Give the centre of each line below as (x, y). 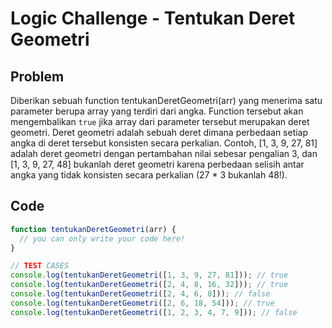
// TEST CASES (40, 266)
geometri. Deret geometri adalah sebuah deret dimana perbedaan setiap (159, 132)
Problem (37, 76)
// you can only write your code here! (102, 238)
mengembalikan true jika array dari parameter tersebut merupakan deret (160, 121)
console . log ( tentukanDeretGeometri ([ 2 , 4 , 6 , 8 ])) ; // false (140, 294)
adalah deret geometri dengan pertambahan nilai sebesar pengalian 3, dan (164, 153)
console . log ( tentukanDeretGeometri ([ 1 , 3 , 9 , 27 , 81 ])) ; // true (149, 275)
